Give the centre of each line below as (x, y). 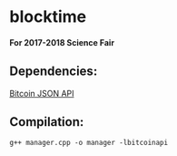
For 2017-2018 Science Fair (62, 42)
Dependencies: (54, 72)
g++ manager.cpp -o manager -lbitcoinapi (89, 143)
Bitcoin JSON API (42, 93)
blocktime (48, 17)
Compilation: (47, 122)
